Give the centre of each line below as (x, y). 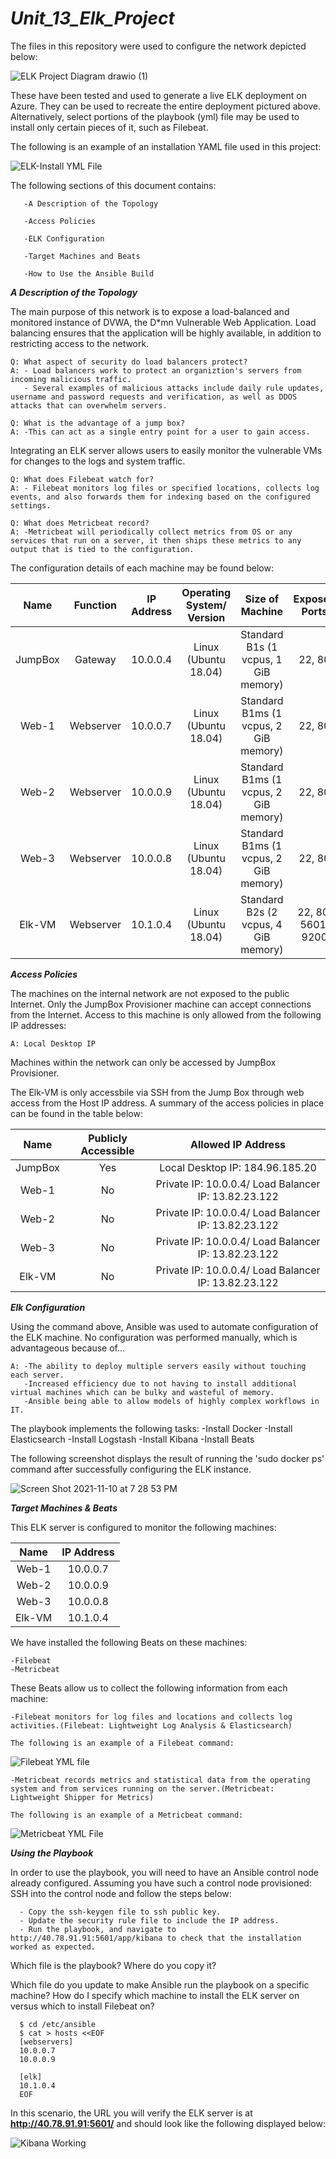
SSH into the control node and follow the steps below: (121, 1893)
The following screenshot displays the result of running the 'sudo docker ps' (167, 1458)
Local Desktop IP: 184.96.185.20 (238, 1167)
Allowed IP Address (238, 1144)
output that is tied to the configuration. (102, 549)
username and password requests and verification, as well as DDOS (154, 397)
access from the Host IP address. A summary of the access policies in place (167, 1103)
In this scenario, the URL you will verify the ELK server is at (131, 2113)
